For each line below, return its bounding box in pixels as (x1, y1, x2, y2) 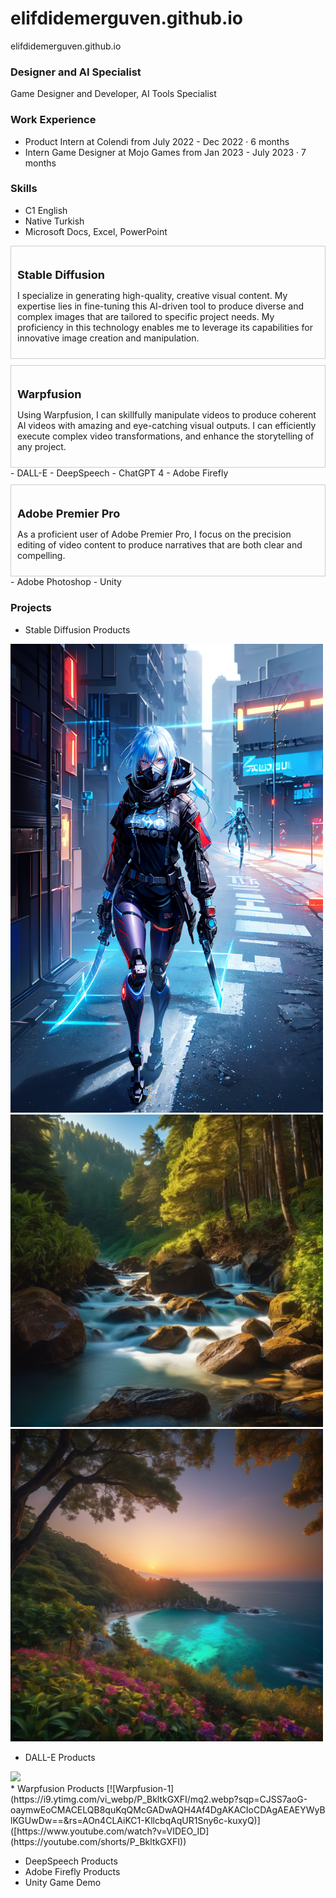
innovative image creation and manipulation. (17, 332, 200, 344)
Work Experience (10, 113, 97, 127)
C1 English (24, 204, 68, 216)
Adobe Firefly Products (24, 1866, 121, 1878)
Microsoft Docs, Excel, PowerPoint (24, 225, 168, 237)
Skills (10, 182, 38, 196)
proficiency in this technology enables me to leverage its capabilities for (17, 322, 313, 334)
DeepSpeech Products (24, 1855, 118, 1867)
